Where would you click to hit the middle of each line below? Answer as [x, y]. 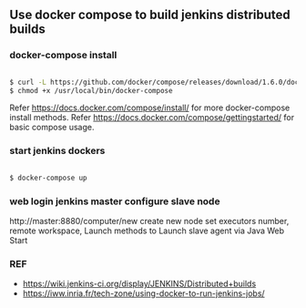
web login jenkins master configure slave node [115, 201]
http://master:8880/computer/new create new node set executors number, [149, 221]
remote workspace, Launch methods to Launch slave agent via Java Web [147, 231]
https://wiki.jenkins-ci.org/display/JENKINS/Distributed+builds [139, 284]
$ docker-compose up [49, 178]
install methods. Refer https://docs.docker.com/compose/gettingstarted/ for [152, 118]
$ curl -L [28, 82]
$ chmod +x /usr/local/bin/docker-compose [91, 90]
